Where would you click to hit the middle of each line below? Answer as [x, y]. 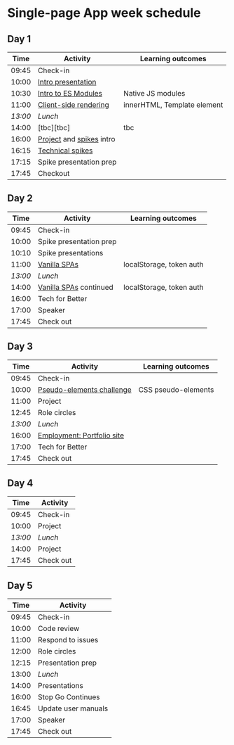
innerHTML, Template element [173, 105]
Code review [58, 629]
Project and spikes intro [76, 139]
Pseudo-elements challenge [84, 390]
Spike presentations [70, 253]
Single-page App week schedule [104, 13]
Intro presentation [67, 82]
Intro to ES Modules [70, 93]
